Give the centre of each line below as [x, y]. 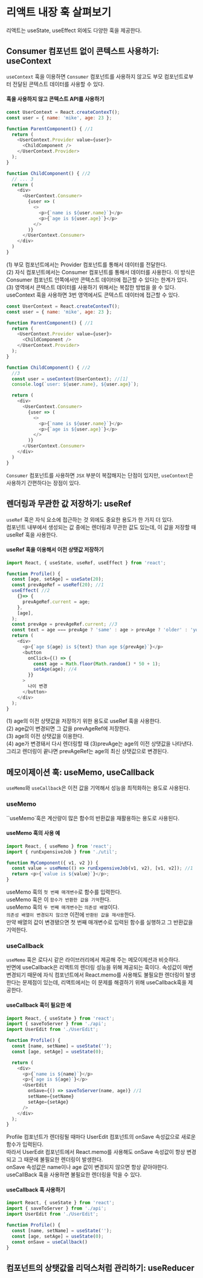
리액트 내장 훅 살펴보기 [59, 12]
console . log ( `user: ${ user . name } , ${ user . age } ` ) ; [75, 384]
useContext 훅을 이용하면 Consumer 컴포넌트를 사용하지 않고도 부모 [85, 76]
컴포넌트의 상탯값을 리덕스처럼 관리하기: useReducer [100, 1268]
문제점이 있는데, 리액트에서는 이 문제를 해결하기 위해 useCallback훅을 [105, 983]
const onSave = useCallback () [50, 1242]
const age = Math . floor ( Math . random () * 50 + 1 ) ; [97, 664]
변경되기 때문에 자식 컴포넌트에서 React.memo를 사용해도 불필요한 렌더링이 [95, 975]
